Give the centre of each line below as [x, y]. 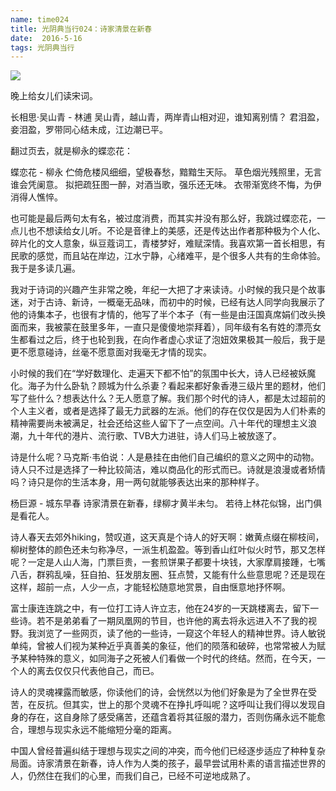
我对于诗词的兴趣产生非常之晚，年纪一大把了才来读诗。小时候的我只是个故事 [168, 290]
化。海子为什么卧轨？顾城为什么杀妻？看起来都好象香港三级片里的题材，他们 [168, 386]
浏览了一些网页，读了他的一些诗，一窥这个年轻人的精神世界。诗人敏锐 [181, 633]
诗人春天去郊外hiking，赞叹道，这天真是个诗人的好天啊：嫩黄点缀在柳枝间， [167, 537]
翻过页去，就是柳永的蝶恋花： [71, 151]
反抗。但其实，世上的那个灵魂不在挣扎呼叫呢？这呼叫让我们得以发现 [176, 705]
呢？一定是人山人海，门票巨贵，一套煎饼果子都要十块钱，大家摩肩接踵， [159, 562]
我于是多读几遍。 [45, 268]
